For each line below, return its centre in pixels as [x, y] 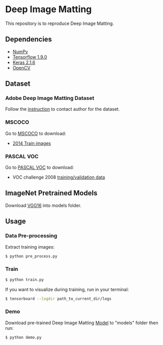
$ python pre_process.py [31, 256]
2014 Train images [32, 143]
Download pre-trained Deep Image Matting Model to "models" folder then [82, 323]
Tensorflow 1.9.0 [30, 57]
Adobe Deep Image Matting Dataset [50, 98]
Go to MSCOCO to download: [36, 133]
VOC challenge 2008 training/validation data [59, 177]
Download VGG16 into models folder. [43, 205]
